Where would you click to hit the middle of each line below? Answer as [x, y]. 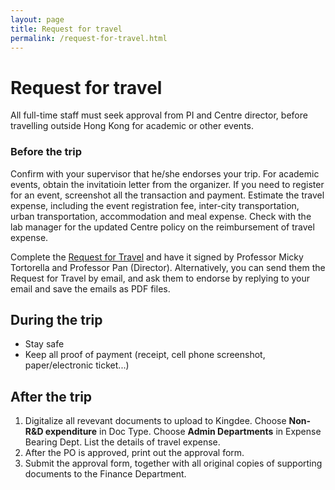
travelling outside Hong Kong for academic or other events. [132, 126]
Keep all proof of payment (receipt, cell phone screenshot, [145, 355]
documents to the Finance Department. [105, 474]
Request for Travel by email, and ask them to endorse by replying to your [160, 278]
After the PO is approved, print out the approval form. [134, 453]
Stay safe [44, 344]
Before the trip [46, 152]
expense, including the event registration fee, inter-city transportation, [155, 205]
